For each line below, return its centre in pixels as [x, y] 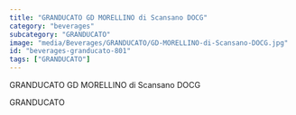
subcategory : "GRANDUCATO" [60, 34]
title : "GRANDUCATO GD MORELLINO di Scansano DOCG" [108, 18]
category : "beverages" [52, 26]
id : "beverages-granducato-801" [70, 51]
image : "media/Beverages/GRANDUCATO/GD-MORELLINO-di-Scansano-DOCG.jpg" [149, 43]
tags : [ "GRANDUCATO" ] [50, 59]
